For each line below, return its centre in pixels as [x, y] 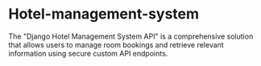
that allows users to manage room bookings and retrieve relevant [116, 44]
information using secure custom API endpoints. [88, 53]
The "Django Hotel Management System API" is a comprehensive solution [131, 36]
